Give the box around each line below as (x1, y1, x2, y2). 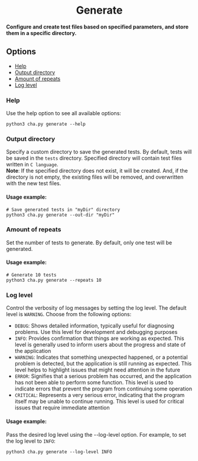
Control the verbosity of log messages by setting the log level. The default (6, 304, 187, 311)
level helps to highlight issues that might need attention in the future (14, 366, 180, 374)
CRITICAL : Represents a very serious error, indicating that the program (14, 392, 185, 399)
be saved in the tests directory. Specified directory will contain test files (6, 155, 182, 162)
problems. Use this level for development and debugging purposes (14, 329, 178, 336)
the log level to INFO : (6, 437, 56, 444)
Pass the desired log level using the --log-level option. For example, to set (6, 431, 186, 438)
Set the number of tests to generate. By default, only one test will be (6, 239, 173, 246)
